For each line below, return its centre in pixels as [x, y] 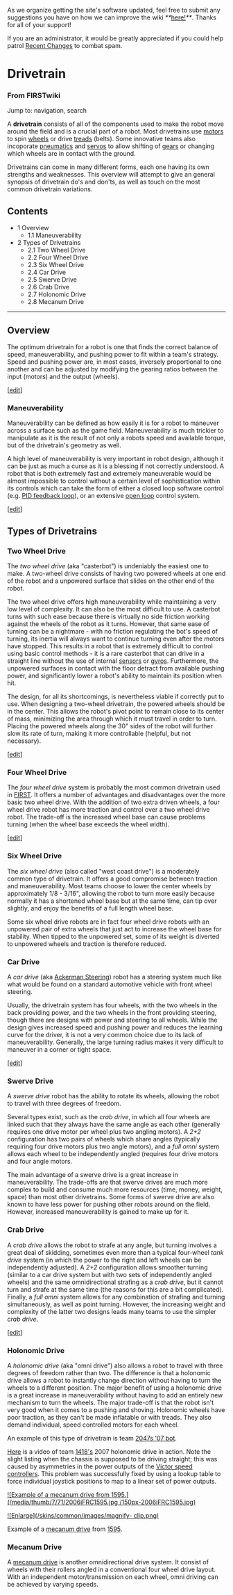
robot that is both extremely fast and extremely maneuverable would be [109, 474]
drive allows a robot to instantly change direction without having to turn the [114, 1380]
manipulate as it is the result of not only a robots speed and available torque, [116, 438]
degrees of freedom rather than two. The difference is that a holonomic [109, 1372]
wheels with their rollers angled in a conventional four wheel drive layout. [112, 1570]
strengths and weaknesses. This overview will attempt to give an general [111, 175]
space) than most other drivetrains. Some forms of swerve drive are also [111, 1197]
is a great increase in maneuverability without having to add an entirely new [115, 1395]
